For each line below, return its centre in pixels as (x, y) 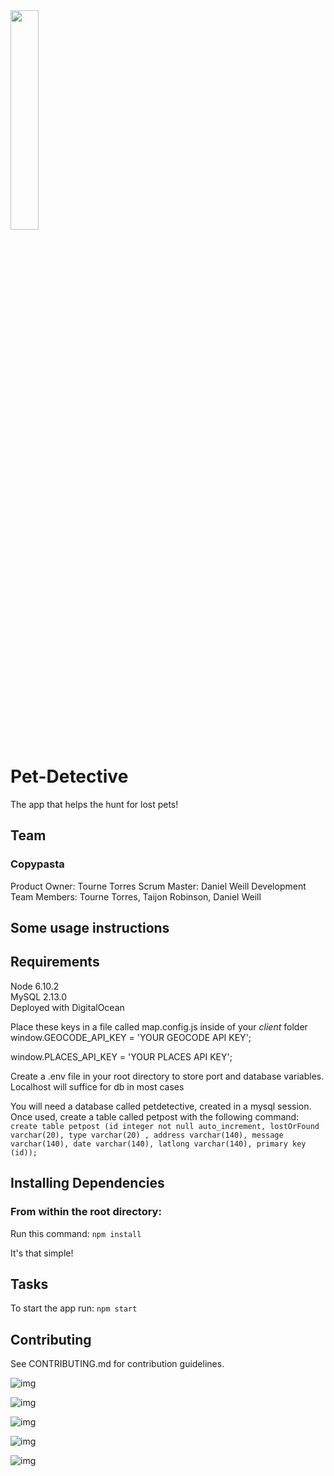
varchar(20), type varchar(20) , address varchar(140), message (147, 1135)
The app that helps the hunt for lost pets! (94, 804)
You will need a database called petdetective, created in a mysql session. (161, 1106)
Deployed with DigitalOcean (67, 1007)
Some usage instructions (90, 928)
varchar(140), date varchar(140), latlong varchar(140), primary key (158, 1144)
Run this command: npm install (76, 1233)
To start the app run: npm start (74, 1308)
